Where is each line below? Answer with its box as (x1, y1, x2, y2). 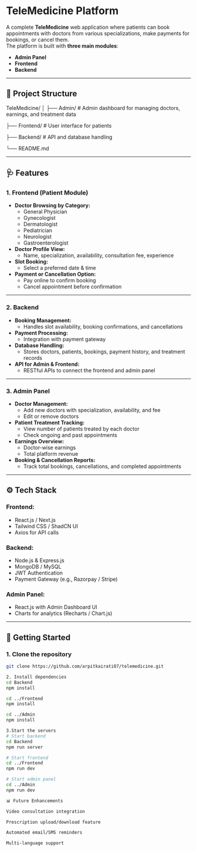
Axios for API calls (14, 529, 59, 536)
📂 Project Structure (6, 89, 77, 99)
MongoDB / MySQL (14, 563, 62, 570)
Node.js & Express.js (14, 557, 64, 564)
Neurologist (23, 233, 52, 240)
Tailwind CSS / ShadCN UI (14, 522, 78, 530)
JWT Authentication (14, 569, 63, 577)
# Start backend (6, 733, 46, 739)
